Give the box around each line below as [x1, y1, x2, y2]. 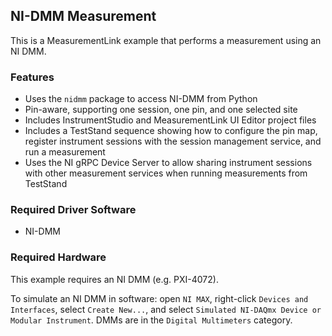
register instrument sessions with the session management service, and [24, 135, 322, 148]
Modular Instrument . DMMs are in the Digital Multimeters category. [10, 314, 293, 326]
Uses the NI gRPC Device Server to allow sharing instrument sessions [24, 157, 313, 169]
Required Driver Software [10, 203, 137, 217]
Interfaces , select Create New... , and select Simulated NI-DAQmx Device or [10, 303, 322, 315]
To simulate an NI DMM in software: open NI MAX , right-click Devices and [10, 292, 309, 304]
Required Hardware [10, 250, 107, 264]
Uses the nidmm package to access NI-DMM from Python [24, 93, 258, 105]
